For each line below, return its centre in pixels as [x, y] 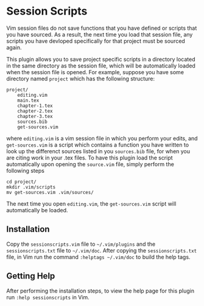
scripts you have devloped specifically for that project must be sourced [96, 41]
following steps [25, 170]
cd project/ [21, 182]
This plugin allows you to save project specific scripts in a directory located [101, 59]
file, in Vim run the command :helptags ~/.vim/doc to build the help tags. [98, 257]
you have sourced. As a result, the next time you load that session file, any [100, 34]
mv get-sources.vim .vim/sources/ [50, 192]
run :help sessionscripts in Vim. [48, 297]
